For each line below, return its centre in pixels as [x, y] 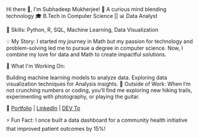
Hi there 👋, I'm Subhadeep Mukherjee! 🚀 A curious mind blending [86, 9]
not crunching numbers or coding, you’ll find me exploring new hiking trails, [99, 90]
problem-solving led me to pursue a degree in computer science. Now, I [95, 48]
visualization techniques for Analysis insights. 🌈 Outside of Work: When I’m [99, 84]
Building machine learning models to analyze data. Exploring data [87, 77]
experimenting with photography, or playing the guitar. [73, 96]
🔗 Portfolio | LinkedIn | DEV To [43, 108]
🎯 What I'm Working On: [36, 66]
